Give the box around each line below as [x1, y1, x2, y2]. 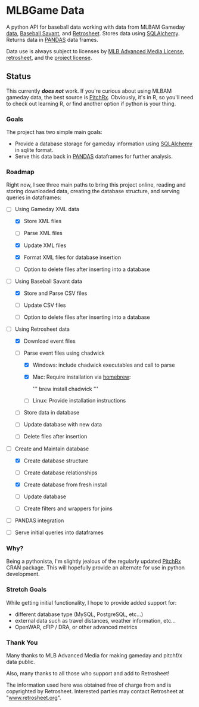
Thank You [6, 638, 38, 647]
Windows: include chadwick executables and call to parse [32, 361, 175, 368]
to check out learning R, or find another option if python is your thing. [6, 100, 176, 107]
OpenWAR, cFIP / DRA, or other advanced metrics [14, 623, 138, 630]
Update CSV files [23, 301, 66, 309]
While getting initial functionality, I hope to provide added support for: [6, 599, 177, 606]
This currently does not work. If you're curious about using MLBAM [6, 87, 172, 95]
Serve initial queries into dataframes [14, 529, 104, 536]
